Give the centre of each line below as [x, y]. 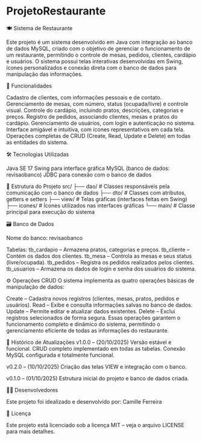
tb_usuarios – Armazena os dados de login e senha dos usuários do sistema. [101, 269]
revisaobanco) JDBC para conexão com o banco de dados [79, 174]
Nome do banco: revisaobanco [45, 238]
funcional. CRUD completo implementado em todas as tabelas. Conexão [96, 348]
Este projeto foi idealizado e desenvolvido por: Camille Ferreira [84, 401]
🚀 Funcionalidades [29, 86]
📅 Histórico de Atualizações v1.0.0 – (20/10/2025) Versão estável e [89, 342]
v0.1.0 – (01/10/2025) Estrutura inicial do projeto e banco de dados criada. [98, 378]
